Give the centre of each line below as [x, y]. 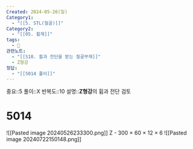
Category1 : [20, 17]
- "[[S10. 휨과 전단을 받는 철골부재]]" [56, 57]
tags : [13, 40]
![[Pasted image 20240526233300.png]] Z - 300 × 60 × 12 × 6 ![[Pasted [97, 133]
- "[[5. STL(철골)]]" [38, 23]
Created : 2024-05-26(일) [37, 12]
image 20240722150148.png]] [44, 139]
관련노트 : [16, 51]
